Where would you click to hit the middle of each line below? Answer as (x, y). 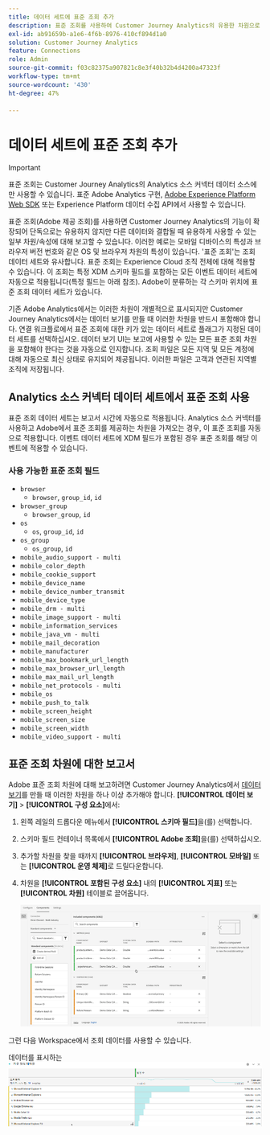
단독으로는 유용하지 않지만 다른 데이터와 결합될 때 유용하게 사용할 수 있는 (143, 232)
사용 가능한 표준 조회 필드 (54, 471)
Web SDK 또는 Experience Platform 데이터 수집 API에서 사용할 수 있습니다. (127, 204)
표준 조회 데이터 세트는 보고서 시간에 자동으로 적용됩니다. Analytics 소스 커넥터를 (135, 418)
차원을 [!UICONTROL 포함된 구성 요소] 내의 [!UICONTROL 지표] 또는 (129, 883)
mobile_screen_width (54, 729)
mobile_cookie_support (58, 575)
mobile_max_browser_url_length (72, 669)
